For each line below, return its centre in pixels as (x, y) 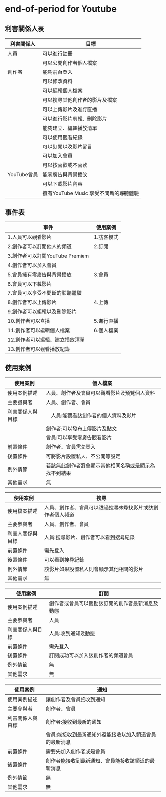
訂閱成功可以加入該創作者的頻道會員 (91, 655)
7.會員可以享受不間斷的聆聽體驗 (44, 293)
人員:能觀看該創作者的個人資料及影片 (94, 415)
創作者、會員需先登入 (71, 447)
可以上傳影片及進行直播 (70, 109)
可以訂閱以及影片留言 (67, 146)
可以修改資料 (58, 81)
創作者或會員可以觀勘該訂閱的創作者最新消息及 (104, 603)
